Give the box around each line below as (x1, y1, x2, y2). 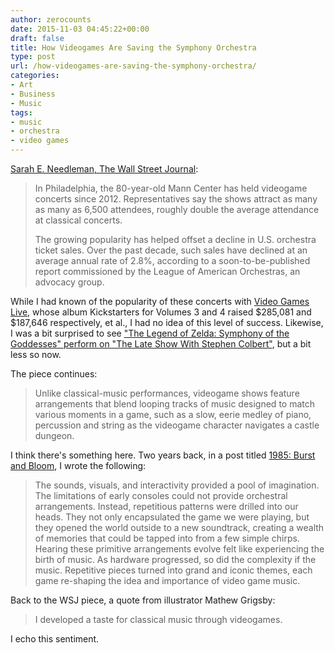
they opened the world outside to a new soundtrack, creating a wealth (34, 522, 325, 533)
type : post (10, 52, 56, 62)
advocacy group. (34, 276, 105, 288)
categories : (10, 71, 60, 81)
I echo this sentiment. (10, 633, 100, 645)
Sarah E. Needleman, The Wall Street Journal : (10, 163, 199, 175)
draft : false (10, 33, 65, 43)
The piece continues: (10, 368, 98, 380)
